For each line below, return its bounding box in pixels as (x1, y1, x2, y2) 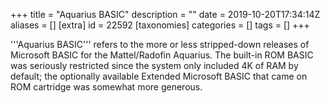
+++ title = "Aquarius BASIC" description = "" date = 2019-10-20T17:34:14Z (10, 9, 321, 20)
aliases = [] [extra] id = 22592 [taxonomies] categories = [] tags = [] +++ (10, 19, 310, 31)
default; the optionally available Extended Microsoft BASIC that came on (10, 70, 308, 82)
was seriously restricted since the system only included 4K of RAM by (10, 60, 299, 71)
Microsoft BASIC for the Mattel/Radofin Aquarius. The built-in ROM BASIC (10, 49, 314, 61)
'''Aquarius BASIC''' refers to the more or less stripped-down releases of (10, 39, 310, 50)
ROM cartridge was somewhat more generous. (10, 81, 203, 93)
